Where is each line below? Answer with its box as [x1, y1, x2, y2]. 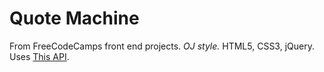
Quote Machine [9, 7, 140, 30]
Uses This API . [9, 50, 70, 62]
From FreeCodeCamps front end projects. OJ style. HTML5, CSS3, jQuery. [9, 40, 315, 52]
